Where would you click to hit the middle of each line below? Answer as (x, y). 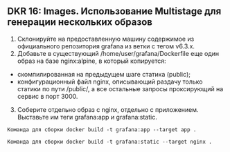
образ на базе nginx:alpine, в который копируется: (91, 61)
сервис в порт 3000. (47, 96)
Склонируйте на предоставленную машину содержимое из (106, 39)
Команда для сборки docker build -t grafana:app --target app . (102, 130)
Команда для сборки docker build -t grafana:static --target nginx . (110, 142)
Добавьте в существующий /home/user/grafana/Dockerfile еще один (118, 53)
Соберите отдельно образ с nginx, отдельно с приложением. (108, 109)
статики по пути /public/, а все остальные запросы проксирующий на (120, 88)
